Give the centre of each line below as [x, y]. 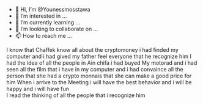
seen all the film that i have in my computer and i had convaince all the [95, 69]
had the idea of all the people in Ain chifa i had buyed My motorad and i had [102, 63]
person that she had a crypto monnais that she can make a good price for [99, 76]
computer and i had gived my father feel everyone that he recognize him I [99, 56]
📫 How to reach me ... [43, 36]
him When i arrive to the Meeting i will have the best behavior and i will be [99, 82]
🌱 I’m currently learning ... [48, 22]
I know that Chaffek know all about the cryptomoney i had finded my [93, 50]
